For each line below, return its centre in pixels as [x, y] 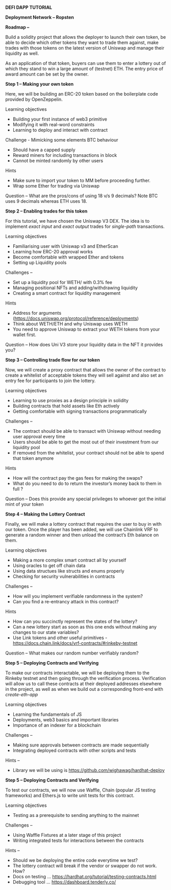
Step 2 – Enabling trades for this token [46, 211]
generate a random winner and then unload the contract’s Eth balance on [82, 535]
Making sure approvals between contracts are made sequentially [81, 745]
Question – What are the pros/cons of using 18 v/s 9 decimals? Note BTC [82, 196]
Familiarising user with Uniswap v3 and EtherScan [65, 246]
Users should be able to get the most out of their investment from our [86, 442]
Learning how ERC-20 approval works [53, 252]
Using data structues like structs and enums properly [68, 571]
